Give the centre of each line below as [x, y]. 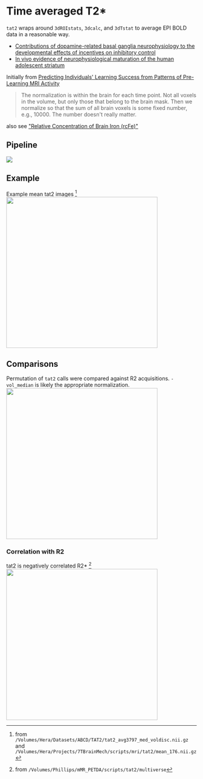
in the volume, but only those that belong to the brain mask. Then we [107, 102]
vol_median [20, 386]
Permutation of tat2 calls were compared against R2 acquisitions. [88, 378]
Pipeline [22, 145]
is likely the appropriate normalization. [82, 385]
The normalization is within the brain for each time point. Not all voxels [108, 95]
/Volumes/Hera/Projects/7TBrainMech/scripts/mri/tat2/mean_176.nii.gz [106, 752]
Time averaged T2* [56, 11]
